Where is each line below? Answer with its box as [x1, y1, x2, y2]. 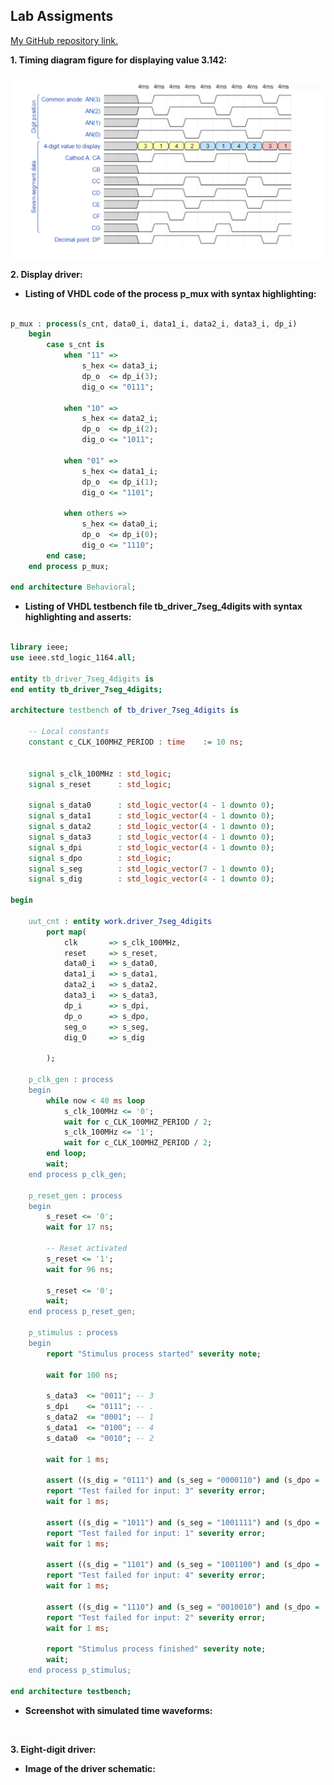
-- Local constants [28, 727, 110, 737]
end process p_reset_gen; [28, 1307, 137, 1317]
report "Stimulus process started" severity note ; [46, 1349, 262, 1359]
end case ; [46, 550, 87, 561]
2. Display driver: [10, 268, 83, 280]
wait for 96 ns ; [46, 1264, 114, 1274]
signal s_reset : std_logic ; [28, 779, 172, 789]
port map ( [46, 927, 87, 937]
